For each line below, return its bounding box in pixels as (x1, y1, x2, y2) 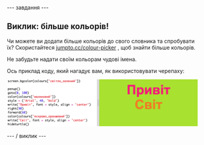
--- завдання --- (7, 4, 49, 11)
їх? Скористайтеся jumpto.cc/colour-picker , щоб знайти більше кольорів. (7, 43, 196, 51)
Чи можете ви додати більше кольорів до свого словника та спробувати (7, 37, 195, 45)
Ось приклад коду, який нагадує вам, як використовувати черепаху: (7, 67, 185, 74)
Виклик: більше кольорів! (7, 21, 110, 31)
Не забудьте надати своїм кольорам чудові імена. (7, 56, 137, 63)
